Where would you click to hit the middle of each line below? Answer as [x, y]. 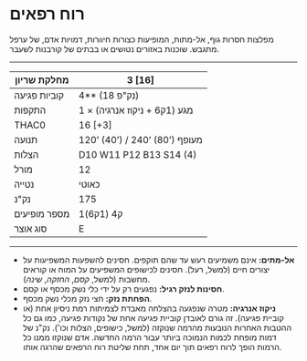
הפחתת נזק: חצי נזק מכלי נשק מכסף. [87, 298]
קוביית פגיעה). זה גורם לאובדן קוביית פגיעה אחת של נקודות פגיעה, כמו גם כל [153, 317]
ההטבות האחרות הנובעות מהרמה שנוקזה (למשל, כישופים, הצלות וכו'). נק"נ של [157, 327]
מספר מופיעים [42, 213]
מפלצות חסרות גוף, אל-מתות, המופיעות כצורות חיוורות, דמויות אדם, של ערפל [142, 39]
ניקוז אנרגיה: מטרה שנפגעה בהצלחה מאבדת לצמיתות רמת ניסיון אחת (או [149, 308]
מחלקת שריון [42, 79]
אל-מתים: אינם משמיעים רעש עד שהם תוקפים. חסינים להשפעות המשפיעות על [159, 260]
